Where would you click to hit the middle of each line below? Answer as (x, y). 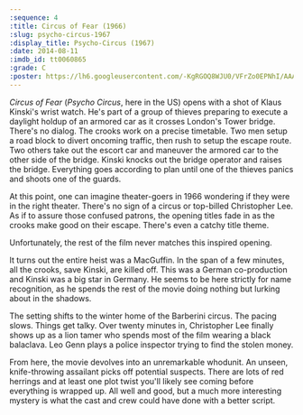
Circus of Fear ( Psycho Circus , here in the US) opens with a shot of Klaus (146, 102)
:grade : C (28, 69)
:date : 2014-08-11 (44, 51)
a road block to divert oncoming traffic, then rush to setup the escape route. (151, 140)
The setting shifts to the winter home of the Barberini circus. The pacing (143, 316)
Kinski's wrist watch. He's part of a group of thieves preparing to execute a (149, 111)
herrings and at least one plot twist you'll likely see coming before (132, 381)
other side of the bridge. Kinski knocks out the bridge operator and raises (146, 160)
